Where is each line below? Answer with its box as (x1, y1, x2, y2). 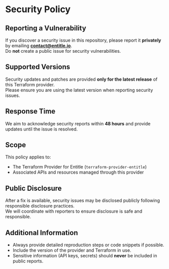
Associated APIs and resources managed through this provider (12, 169, 144, 176)
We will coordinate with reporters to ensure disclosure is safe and (5, 208, 143, 214)
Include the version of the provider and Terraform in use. (12, 247, 131, 253)
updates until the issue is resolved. (5, 126, 78, 132)
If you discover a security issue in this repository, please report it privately (5, 37, 161, 43)
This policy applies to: (5, 154, 51, 160)
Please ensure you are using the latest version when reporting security (5, 87, 153, 93)
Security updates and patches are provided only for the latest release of (5, 76, 158, 82)
